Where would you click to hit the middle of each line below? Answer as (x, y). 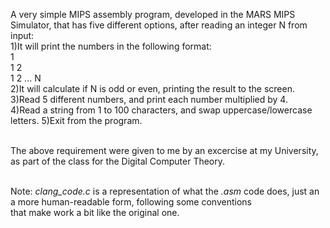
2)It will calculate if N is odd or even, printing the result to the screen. (152, 88)
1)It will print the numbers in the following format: (111, 46)
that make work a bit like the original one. (95, 212)
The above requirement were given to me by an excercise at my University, (164, 150)
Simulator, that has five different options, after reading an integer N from (159, 25)
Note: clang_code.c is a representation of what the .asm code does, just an (165, 191)
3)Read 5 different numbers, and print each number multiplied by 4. (149, 99)
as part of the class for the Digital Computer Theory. (118, 161)
